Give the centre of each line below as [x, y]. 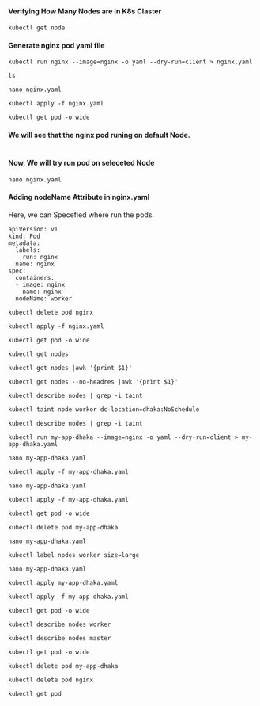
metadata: [24, 243]
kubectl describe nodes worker [60, 624]
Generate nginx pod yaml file [57, 45]
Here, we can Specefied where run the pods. [81, 215]
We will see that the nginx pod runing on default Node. [100, 135]
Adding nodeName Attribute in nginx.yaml [79, 197]
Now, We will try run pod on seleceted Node [81, 163]
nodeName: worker [44, 299]
